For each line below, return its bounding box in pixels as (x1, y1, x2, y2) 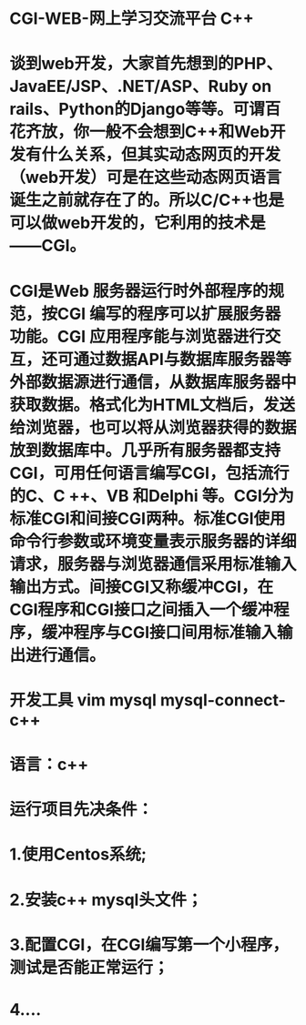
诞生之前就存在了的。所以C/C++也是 (9, 190, 285, 210)
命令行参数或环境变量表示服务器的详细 (9, 531, 298, 552)
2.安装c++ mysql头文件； (9, 889, 203, 910)
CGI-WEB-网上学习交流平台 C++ (9, 8, 255, 29)
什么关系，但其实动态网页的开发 (41, 145, 281, 165)
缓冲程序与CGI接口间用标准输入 (41, 622, 278, 643)
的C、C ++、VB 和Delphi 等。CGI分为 (9, 485, 294, 506)
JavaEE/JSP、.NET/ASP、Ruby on (9, 76, 272, 96)
